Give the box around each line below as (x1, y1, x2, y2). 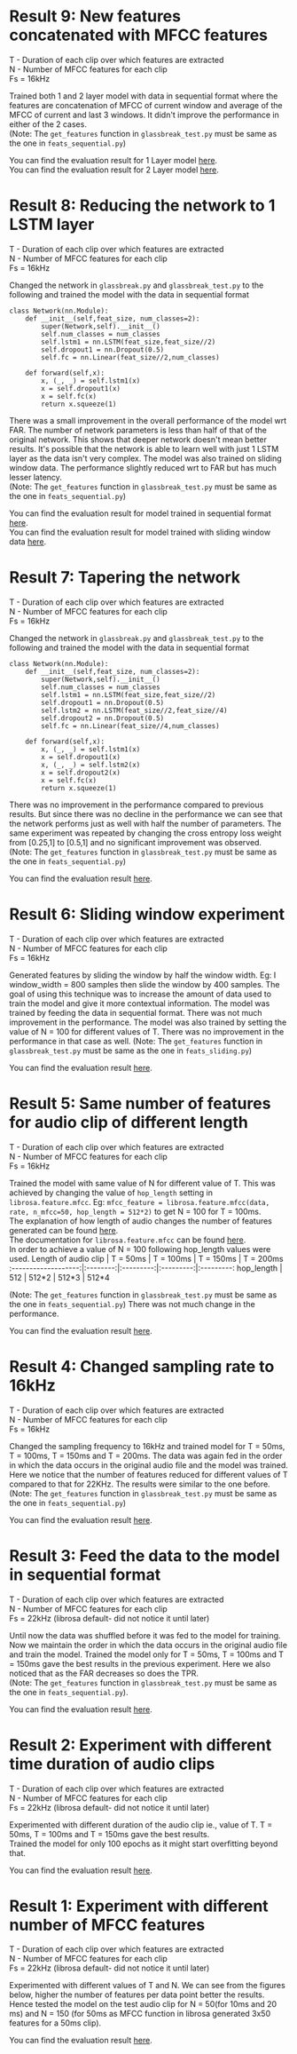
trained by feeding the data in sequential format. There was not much (9, 1007, 263, 1018)
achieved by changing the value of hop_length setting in (9, 1187, 213, 1198)
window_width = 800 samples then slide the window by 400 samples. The (9, 979, 281, 989)
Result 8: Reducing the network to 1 (9, 195, 276, 216)
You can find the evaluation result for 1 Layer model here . (9, 155, 218, 165)
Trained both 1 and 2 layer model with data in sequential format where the (9, 91, 278, 101)
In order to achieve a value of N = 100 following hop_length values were (9, 1243, 271, 1254)
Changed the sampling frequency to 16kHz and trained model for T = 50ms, (9, 1440, 285, 1451)
